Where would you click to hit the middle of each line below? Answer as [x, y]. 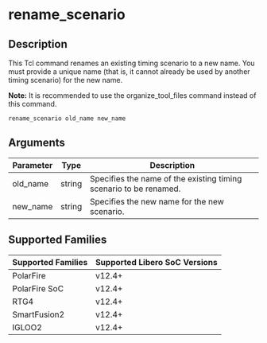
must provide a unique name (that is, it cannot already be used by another [129, 72]
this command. [33, 104]
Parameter [33, 165]
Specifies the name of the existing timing [166, 178]
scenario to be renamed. [135, 189]
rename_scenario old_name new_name [67, 119]
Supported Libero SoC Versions [156, 262]
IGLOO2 [27, 327]
